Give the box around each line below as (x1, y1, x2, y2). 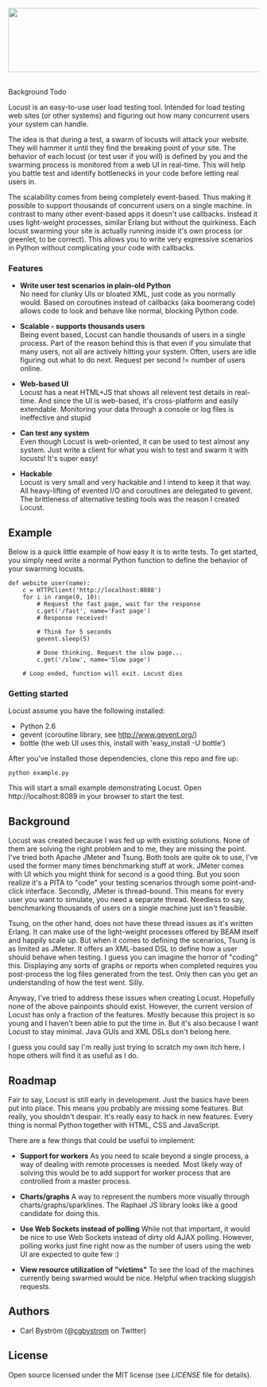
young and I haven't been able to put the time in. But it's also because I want (8, 1018, 258, 1029)
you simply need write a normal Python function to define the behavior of (8, 556, 248, 565)
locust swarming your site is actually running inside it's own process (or (8, 227, 243, 235)
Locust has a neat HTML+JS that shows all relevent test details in (19, 388, 233, 397)
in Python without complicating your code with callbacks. (8, 243, 196, 252)
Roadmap (8, 1074, 57, 1087)
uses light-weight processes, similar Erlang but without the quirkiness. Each (8, 218, 257, 227)
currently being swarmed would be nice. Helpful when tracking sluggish (19, 1273, 256, 1283)
